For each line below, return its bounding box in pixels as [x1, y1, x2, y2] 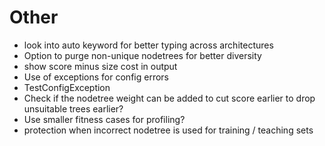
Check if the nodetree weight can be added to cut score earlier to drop [23, 92, 316, 104]
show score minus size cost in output [23, 60, 178, 72]
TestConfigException [23, 81, 111, 93]
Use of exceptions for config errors [23, 71, 169, 83]
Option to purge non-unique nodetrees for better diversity [23, 49, 262, 61]
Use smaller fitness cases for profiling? [23, 113, 186, 125]
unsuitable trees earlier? [23, 102, 124, 115]
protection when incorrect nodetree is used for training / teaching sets [23, 124, 314, 136]
